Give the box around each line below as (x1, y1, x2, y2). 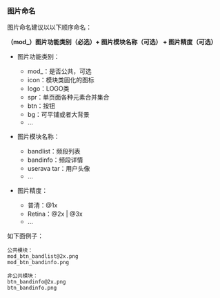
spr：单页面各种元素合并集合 (27, 93, 110, 102)
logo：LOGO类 (27, 84, 70, 93)
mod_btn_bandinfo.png (7, 259, 70, 266)
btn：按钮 (27, 102, 56, 110)
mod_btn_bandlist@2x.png (7, 253, 79, 260)
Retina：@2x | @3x (27, 209, 83, 218)
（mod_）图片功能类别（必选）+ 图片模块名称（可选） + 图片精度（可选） (7, 38, 217, 46)
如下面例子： (7, 232, 43, 240)
